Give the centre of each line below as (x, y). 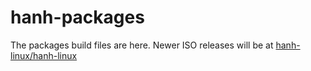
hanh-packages (77, 17)
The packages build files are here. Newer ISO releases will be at (142, 45)
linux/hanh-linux (44, 55)
